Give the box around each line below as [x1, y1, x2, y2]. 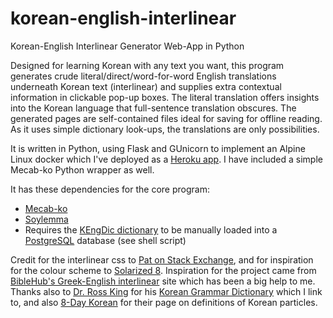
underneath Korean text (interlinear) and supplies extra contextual [10, 80, 282, 92]
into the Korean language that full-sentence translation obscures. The [10, 102, 297, 114]
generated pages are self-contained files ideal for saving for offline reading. [10, 112, 323, 124]
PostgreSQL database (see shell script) [24, 234, 187, 246]
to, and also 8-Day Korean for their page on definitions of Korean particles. [10, 296, 318, 308]
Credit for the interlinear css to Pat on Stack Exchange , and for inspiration [10, 253, 314, 266]
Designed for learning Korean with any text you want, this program [10, 59, 285, 71]
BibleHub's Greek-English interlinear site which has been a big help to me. [10, 275, 316, 287]
